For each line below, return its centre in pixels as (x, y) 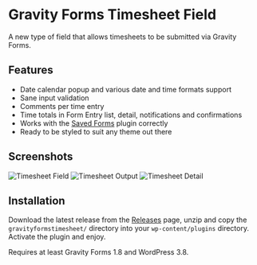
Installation (37, 201)
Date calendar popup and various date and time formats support (125, 89)
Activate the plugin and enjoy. (57, 237)
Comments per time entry (62, 106)
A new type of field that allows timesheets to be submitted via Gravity (123, 37)
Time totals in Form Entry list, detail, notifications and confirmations (131, 115)
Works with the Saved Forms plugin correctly (94, 123)
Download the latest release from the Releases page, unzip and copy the (128, 220)
